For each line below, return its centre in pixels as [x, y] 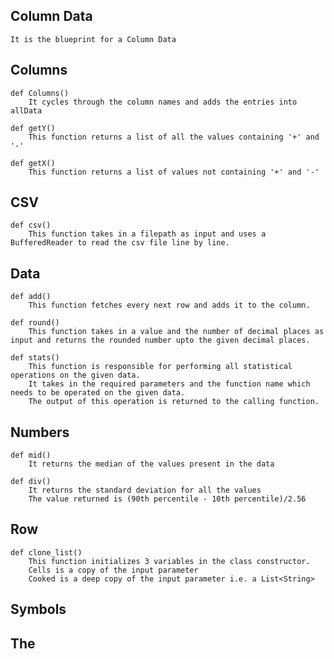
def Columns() [40, 93]
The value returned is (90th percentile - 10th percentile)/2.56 [167, 499]
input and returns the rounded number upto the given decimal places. [160, 340]
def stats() [35, 358]
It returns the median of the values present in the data [151, 464]
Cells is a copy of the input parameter [113, 570]
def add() [31, 297]
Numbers [40, 432]
